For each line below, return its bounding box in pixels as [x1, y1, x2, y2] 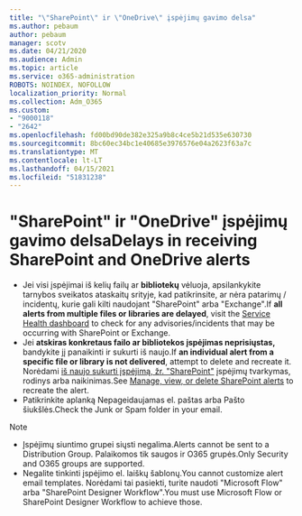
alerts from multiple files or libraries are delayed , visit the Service [22, 309, 270, 319]
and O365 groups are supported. [22, 458, 145, 469]
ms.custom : [9, 106, 50, 115]
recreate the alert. [22, 385, 90, 396]
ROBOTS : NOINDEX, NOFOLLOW [9, 80, 111, 89]
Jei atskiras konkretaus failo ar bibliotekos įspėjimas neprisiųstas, [22, 337, 276, 348]
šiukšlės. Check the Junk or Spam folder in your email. [22, 404, 223, 415]
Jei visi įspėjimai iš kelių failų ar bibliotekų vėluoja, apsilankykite [22, 280, 261, 290]
